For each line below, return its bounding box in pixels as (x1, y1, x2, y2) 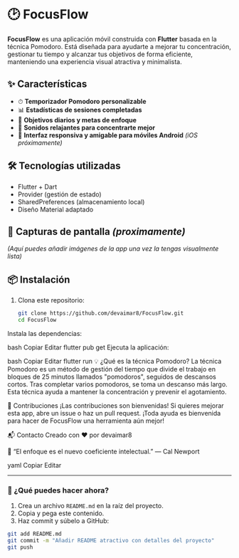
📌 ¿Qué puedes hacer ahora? (7, 485, 110, 495)
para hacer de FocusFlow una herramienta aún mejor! (7, 416, 165, 425)
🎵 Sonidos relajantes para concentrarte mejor (17, 123, 155, 132)
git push (7, 543, 33, 551)
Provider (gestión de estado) (17, 190, 102, 199)
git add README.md (7, 530, 62, 538)
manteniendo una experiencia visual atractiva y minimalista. (7, 57, 183, 65)
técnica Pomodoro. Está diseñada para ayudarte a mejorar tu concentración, (7, 42, 231, 51)
